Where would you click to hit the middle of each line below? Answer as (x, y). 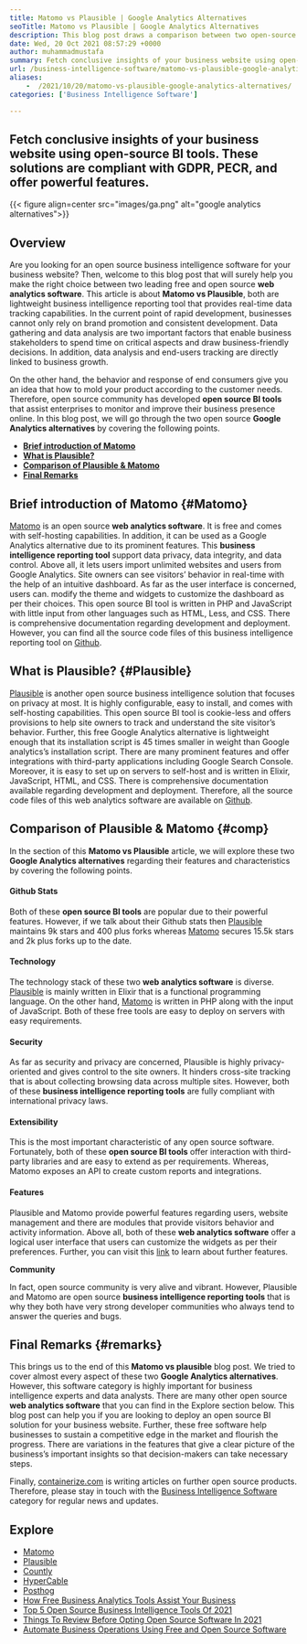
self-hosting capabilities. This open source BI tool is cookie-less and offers (150, 712)
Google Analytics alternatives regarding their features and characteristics (150, 860)
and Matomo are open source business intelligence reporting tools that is (150, 1297)
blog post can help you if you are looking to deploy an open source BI (140, 1415)
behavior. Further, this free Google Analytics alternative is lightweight (139, 731)
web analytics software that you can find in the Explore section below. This (152, 1405)
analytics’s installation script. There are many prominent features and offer (149, 752)
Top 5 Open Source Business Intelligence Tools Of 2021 (127, 1610)
